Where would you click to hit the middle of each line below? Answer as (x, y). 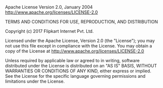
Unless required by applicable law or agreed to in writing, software (72, 60)
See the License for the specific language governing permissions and (75, 76)
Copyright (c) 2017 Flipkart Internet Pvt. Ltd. (50, 31)
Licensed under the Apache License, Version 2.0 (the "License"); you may (80, 41)
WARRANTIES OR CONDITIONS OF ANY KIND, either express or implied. (78, 71)
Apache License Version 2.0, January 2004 (49, 7)
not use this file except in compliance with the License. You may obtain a (79, 46)
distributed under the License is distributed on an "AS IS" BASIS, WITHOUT (81, 66)
